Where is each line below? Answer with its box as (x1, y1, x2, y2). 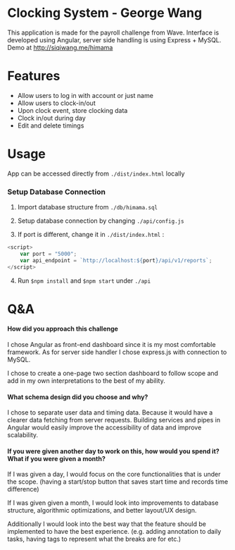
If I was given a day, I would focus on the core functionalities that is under (7, 470, 221, 479)
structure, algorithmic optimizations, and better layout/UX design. (7, 506, 197, 515)
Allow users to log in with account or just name (17, 91, 153, 99)
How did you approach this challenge (7, 324, 118, 333)
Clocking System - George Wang (7, 5, 203, 21)
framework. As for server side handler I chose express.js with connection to (7, 348, 227, 356)
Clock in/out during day (17, 114, 86, 122)
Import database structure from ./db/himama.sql (17, 203, 158, 212)
